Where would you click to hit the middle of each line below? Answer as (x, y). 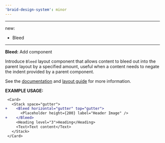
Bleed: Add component (29, 51)
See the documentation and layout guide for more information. (68, 81)
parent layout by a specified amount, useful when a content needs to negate (82, 66)
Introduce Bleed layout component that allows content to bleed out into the (81, 61)
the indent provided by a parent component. (50, 71)
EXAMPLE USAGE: (24, 91)
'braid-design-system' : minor (36, 10)
